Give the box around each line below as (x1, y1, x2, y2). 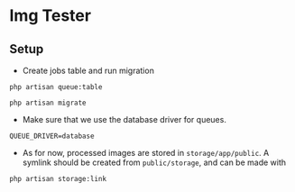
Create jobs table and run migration (22, 65, 155, 76)
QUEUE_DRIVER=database (9, 132, 95, 141)
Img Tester (9, 5, 92, 26)
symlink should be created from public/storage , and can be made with (22, 157, 287, 168)
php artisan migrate (9, 98, 88, 107)
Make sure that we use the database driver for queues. (22, 114, 227, 124)
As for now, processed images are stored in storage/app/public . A (22, 148, 270, 158)
